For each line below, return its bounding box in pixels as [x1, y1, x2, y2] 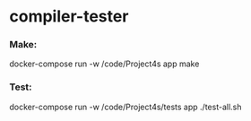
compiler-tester [9, 6, 129, 27]
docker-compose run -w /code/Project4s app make [9, 58, 200, 69]
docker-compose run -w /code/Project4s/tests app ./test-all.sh [9, 101, 242, 112]
